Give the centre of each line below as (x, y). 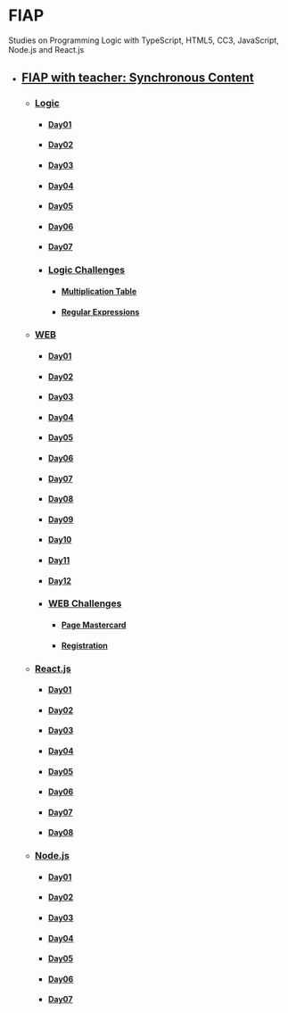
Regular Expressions (100, 311)
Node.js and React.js (46, 49)
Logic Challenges (86, 270)
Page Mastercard (94, 625)
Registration (85, 645)
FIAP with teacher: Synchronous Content (138, 78)
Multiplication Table (99, 291)
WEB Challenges (85, 603)
